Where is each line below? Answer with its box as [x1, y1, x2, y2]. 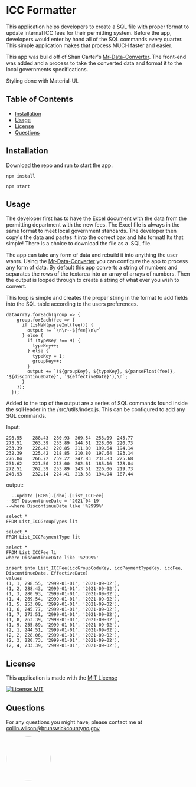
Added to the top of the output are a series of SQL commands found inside [6, 399, 188, 407]
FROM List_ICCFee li [6, 550, 57, 556]
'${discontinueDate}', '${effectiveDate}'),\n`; [6, 374, 128, 380]
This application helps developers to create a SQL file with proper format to [6, 23, 190, 30]
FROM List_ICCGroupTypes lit [6, 519, 78, 525]
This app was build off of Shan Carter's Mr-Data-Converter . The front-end [6, 53, 187, 60]
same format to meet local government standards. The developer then [6, 228, 177, 235]
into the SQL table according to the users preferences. [6, 300, 139, 307]
